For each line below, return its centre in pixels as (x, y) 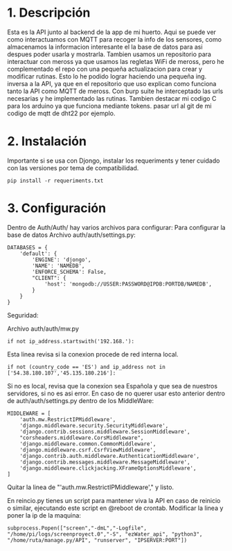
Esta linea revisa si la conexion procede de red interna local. (93, 354)
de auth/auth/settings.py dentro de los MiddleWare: (81, 400)
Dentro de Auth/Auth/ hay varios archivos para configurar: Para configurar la (116, 227)
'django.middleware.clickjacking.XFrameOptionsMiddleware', (108, 468)
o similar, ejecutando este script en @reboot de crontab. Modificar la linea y (115, 508)
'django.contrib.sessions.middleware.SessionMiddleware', (105, 431)
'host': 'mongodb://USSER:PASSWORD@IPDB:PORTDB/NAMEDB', (128, 284)
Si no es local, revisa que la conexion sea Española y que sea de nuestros (113, 386)
